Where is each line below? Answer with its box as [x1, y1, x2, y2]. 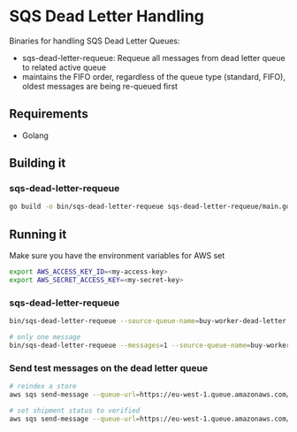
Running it [9, 227, 67, 242]
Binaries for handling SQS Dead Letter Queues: [9, 35, 180, 46]
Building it [9, 156, 66, 171]
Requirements [9, 106, 88, 121]
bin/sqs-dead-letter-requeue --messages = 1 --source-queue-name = [9, 341, 251, 350]
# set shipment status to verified [9, 405, 141, 415]
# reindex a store [9, 382, 77, 391]
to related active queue [21, 62, 107, 73]
